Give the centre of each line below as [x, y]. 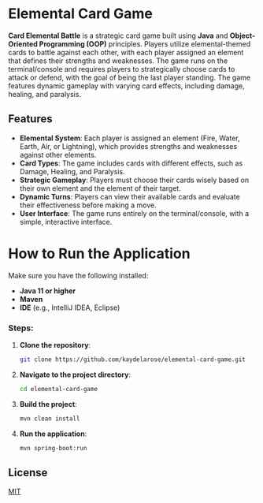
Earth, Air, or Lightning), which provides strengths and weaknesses [128, 146]
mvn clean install [50, 419]
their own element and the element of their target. [100, 188]
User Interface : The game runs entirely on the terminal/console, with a [134, 213]
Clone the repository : [55, 345]
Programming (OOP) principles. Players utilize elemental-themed [145, 43]
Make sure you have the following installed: [78, 275]
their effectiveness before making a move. [88, 205]
